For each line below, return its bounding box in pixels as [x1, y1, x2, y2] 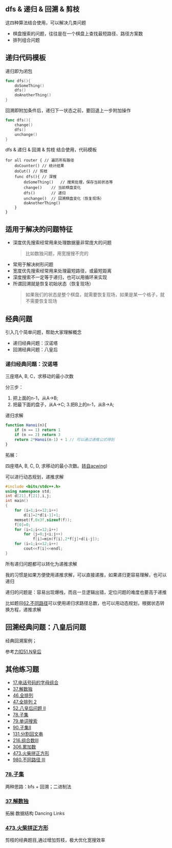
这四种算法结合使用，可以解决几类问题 [5, 20, 86, 26]
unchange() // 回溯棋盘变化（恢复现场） [24, 196, 104, 202]
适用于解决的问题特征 [5, 225, 73, 233]
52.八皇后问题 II [12, 705, 46, 711]
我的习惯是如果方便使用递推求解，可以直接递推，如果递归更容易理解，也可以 [5, 571, 167, 578]
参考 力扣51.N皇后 [5, 648, 42, 655]
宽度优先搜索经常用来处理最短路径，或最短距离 [12, 268, 112, 274]
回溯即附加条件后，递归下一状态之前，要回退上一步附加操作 [5, 107, 131, 113]
